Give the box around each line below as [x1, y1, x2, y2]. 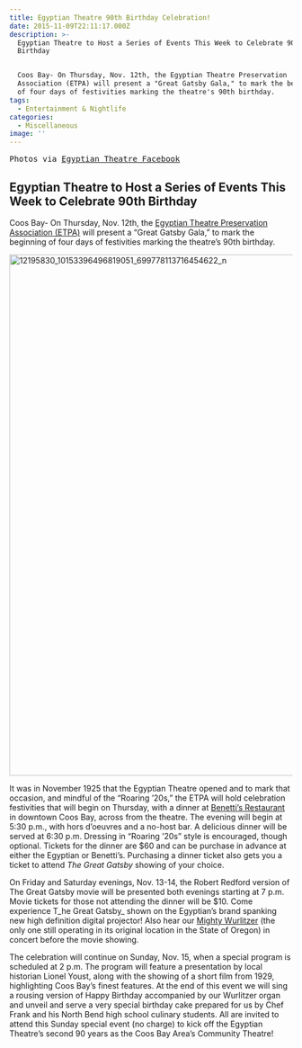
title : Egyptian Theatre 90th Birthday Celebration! [9, 13, 211, 22]
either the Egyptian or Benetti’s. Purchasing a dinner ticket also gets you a [9, 849, 283, 860]
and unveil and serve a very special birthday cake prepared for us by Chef [9, 999, 285, 1010]
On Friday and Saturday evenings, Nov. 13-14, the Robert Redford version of [9, 876, 290, 887]
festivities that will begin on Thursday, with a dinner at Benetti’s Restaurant [9, 802, 286, 812]
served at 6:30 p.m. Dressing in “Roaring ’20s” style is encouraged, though [9, 830, 288, 841]
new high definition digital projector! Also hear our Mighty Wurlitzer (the [9, 915, 276, 926]
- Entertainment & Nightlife [17, 104, 127, 113]
